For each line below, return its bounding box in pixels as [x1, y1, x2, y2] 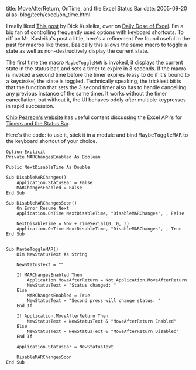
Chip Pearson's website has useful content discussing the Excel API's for [6, 114, 183, 121]
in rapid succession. [6, 103, 54, 109]
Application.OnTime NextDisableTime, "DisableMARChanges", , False [16, 211, 184, 216]
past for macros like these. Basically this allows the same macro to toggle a [6, 41, 187, 48]
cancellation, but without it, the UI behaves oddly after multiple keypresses [6, 96, 186, 103]
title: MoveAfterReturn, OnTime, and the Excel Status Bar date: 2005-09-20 [6, 5, 187, 12]
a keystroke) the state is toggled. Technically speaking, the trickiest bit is [6, 77, 181, 84]
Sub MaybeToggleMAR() [6, 246, 59, 252]
